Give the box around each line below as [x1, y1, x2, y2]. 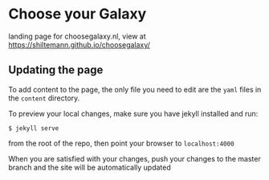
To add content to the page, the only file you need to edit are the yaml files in [8, 84, 262, 94]
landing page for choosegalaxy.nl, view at [8, 31, 146, 41]
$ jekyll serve [8, 124, 59, 133]
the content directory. [8, 93, 80, 103]
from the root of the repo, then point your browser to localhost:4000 [8, 138, 234, 148]
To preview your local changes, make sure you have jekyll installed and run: [8, 108, 259, 118]
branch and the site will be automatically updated [8, 162, 171, 172]
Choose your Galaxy [8, 5, 147, 23]
